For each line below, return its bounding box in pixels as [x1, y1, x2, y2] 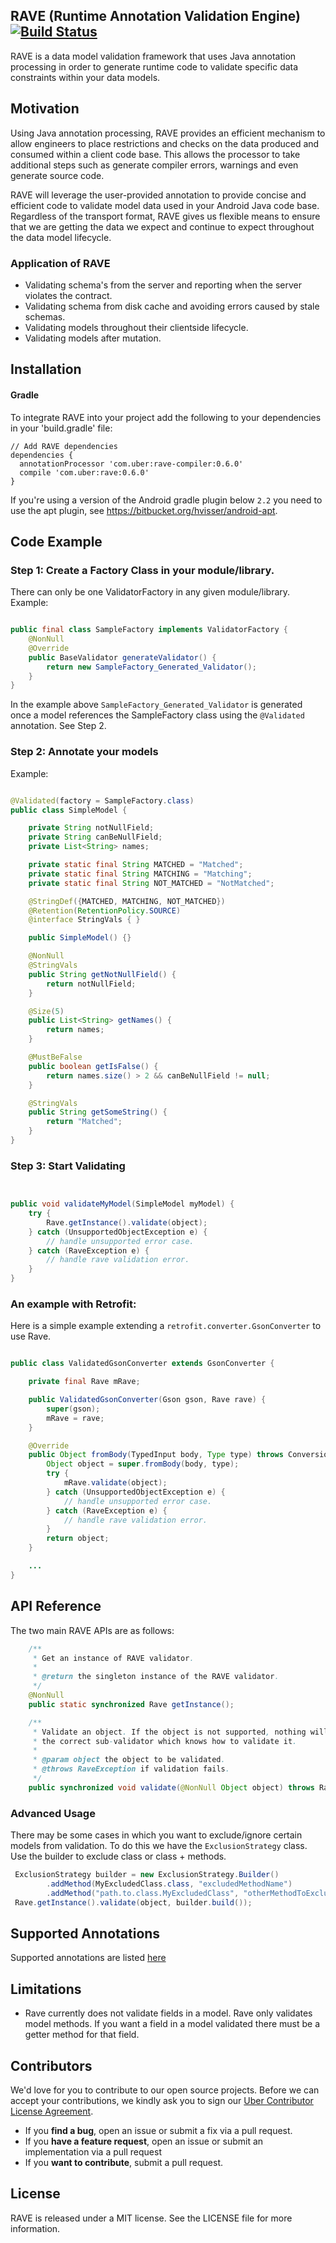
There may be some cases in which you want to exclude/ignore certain [10, 1829, 303, 1841]
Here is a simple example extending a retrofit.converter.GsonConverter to [10, 1320, 322, 1332]
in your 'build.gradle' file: [10, 422, 113, 434]
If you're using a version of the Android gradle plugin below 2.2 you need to [10, 494, 323, 506]
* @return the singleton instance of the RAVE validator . [32, 1672, 280, 1682]
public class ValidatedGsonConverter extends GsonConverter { [10, 1359, 275, 1369]
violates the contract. [24, 289, 113, 301]
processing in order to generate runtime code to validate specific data [10, 60, 299, 73]
